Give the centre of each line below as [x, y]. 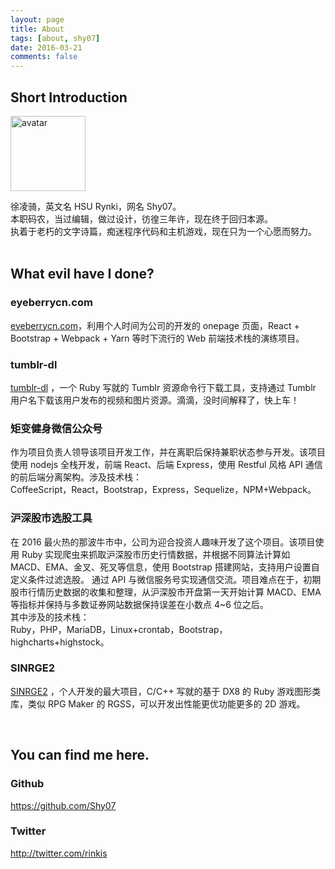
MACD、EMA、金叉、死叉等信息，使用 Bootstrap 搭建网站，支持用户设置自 [165, 567]
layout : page [37, 19]
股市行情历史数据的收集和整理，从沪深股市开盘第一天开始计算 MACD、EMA [166, 592]
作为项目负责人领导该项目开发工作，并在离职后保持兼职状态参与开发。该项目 [168, 452]
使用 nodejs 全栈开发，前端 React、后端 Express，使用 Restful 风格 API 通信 [166, 465]
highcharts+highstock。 [60, 642]
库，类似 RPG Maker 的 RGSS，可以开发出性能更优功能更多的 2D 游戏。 [158, 703]
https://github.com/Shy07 [63, 805]
